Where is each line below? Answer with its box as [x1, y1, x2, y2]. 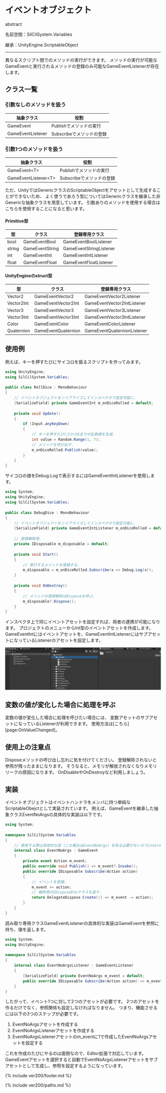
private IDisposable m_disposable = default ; [14, 542, 110, 547]
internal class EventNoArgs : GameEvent [14, 848, 98, 853]
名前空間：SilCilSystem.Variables [5, 31, 73, 37]
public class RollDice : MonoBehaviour [5, 385, 87, 390]
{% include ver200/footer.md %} [5, 1073, 72, 1079]
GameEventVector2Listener [84, 294, 141, 300]
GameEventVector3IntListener [84, 314, 146, 320]
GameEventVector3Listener [84, 307, 141, 313]
